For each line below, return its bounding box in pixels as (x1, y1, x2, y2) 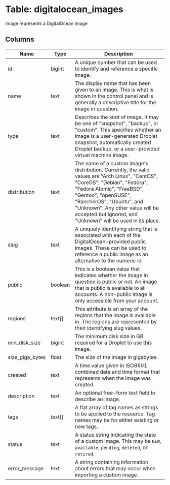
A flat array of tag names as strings (75, 404, 158, 411)
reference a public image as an (75, 251, 148, 258)
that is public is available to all (75, 284, 146, 291)
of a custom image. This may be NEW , (75, 437, 161, 444)
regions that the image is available (75, 312, 156, 319)
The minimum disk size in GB (75, 332, 144, 340)
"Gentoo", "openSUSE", (75, 192, 132, 199)
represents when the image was (75, 375, 151, 382)
